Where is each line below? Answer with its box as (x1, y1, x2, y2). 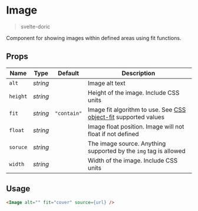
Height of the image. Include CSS (87, 88, 180, 97)
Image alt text (87, 79, 126, 87)
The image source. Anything (87, 139, 166, 147)
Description (121, 69, 156, 77)
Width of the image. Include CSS (87, 156, 178, 164)
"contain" (55, 110, 82, 117)
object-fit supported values (87, 113, 165, 121)
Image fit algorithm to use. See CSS (87, 105, 186, 114)
